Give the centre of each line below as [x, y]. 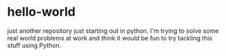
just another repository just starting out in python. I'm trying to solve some [113, 31]
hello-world [42, 12]
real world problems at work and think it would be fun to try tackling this [110, 38]
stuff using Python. [34, 45]
